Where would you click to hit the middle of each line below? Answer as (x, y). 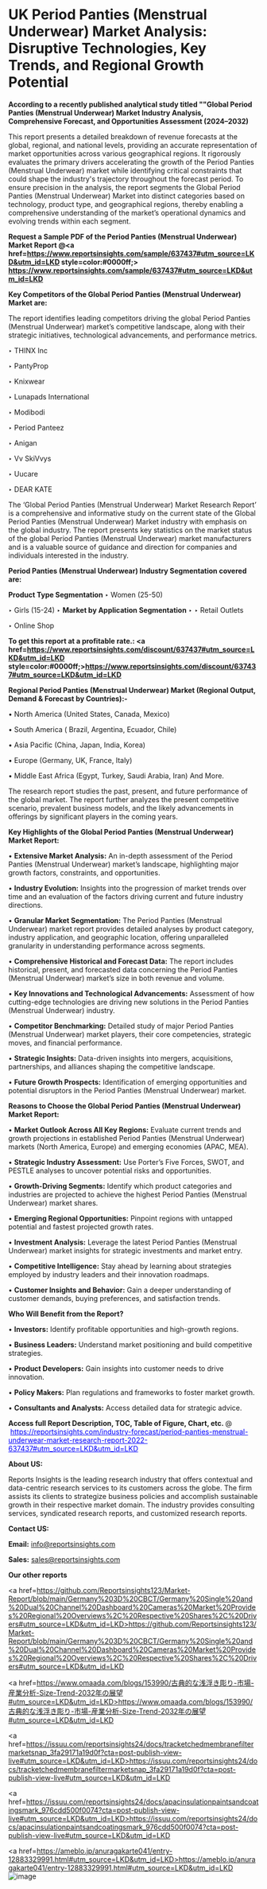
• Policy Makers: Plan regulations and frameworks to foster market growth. (132, 1392)
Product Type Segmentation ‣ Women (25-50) (85, 594)
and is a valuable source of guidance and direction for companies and (123, 547)
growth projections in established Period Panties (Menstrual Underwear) (126, 1138)
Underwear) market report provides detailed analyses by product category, (131, 929)
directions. (26, 905)
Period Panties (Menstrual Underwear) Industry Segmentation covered (128, 571)
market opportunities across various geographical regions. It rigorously (124, 154)
